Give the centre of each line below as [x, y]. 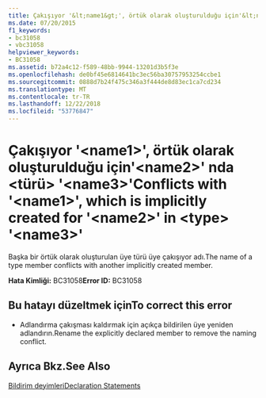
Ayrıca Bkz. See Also [59, 367]
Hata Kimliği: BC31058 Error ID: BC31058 [75, 280]
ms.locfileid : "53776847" [51, 112]
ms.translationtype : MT [47, 89]
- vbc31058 [26, 45]
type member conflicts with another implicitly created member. [111, 265]
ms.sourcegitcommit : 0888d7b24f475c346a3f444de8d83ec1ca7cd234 [115, 82]
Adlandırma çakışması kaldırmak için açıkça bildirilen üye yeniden [126, 324]
